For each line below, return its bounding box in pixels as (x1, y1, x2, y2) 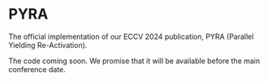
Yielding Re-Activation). (8, 40, 88, 49)
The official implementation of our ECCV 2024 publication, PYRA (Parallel (8, 32, 254, 41)
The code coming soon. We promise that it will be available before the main (8, 56, 261, 66)
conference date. (8, 64, 67, 74)
